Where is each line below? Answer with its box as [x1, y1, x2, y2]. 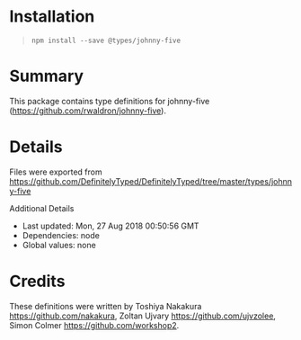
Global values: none [22, 239, 96, 250]
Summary [9, 66, 84, 86]
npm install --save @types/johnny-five [31, 36, 181, 45]
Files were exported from [9, 166, 102, 177]
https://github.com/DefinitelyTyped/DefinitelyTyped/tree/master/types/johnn [9, 175, 293, 186]
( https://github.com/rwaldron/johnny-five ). [9, 105, 166, 116]
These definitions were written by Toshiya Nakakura [9, 300, 202, 311]
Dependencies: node [22, 229, 101, 240]
